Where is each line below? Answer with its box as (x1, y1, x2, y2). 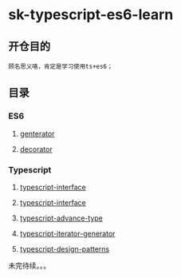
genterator (19, 129, 55, 138)
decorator (19, 144, 53, 153)
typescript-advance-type (19, 213, 104, 223)
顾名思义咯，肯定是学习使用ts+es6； (8, 62, 113, 70)
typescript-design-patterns (19, 244, 110, 253)
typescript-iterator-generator (19, 228, 116, 238)
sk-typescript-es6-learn (8, 6, 174, 24)
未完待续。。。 (8, 260, 50, 270)
